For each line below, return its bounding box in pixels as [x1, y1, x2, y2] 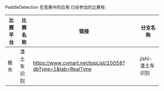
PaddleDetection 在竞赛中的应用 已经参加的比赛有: [5, 4, 106, 10]
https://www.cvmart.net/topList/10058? [33, 60, 125, 66]
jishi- [140, 55, 152, 62]
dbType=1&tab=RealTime [33, 66, 92, 72]
